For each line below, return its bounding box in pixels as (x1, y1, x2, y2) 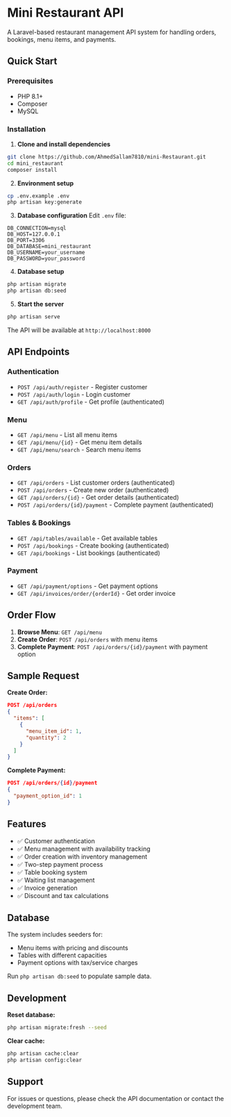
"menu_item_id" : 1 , (25, 728, 82, 735)
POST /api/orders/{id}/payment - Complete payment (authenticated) (17, 500, 214, 509)
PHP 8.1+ (17, 92, 44, 100)
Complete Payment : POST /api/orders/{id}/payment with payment (17, 642, 208, 651)
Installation (7, 124, 46, 133)
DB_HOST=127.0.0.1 (7, 231, 60, 238)
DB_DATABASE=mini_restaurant (7, 243, 92, 250)
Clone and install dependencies (17, 140, 111, 148)
